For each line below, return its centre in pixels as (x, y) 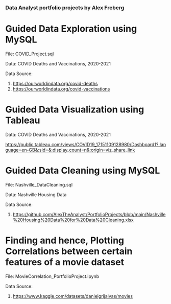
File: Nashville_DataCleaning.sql (39, 184)
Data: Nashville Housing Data (36, 194)
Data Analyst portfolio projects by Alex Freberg (65, 8)
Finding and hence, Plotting (65, 240)
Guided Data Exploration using (71, 29)
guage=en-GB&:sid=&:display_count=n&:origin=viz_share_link (70, 150)
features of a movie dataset (65, 262)
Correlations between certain (69, 251)
